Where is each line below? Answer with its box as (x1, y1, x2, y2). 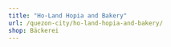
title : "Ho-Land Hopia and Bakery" (8, 11, 128, 20)
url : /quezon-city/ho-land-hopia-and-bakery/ (8, 19, 163, 27)
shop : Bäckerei (8, 26, 59, 34)
